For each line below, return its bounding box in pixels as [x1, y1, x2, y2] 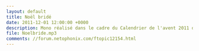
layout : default [6, 8, 46, 15]
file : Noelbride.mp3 [6, 30, 57, 36]
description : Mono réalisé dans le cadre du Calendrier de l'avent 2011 [6, 25, 190, 31]
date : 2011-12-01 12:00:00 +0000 [6, 19, 89, 25]
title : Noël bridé [6, 14, 52, 20]
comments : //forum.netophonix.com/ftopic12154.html [6, 36, 136, 42]
